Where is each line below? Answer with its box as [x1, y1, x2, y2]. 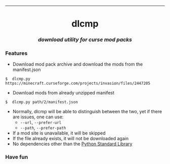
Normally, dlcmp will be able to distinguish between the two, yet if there [12, 109, 162, 115]
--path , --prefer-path [20, 125, 66, 131]
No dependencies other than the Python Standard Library [12, 141, 133, 147]
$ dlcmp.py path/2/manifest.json [5, 100, 78, 105]
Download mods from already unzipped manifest [12, 90, 115, 96]
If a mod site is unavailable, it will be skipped [12, 130, 106, 136]
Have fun [5, 153, 28, 160]
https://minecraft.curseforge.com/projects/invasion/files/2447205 [5, 81, 151, 86]
